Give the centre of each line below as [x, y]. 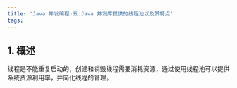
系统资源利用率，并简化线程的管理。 [60, 77]
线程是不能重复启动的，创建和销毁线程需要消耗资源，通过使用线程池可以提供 [119, 69]
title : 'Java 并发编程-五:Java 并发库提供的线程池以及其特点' [91, 14]
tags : [15, 20]
